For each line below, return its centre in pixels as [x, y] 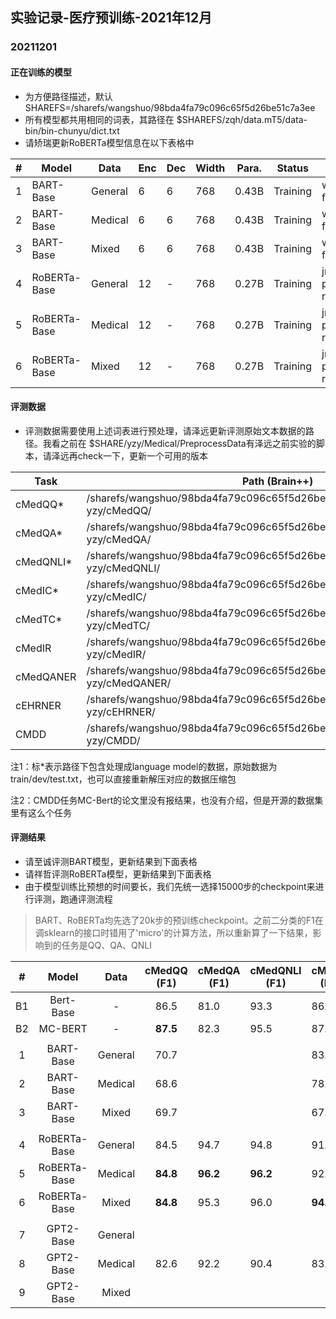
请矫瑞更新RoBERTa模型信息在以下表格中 [109, 142]
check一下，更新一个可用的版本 [142, 455]
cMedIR [33, 648]
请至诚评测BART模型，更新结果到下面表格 [111, 861]
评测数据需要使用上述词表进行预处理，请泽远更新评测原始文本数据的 [165, 430]
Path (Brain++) [277, 481]
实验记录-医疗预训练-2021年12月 [111, 18]
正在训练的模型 [41, 72]
